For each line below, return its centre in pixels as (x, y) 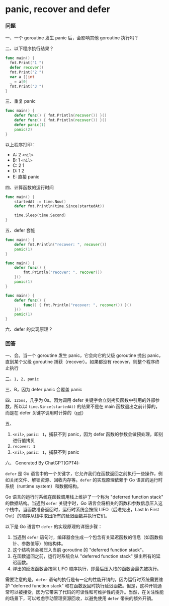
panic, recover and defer (58, 9)
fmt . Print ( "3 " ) (27, 86)
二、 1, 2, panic (22, 379)
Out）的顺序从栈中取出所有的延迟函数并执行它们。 (57, 516)
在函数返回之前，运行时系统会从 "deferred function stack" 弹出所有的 (84, 556)
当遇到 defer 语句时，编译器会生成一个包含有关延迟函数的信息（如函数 (86, 537)
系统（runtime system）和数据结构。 (43, 486)
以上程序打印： (21, 144)
